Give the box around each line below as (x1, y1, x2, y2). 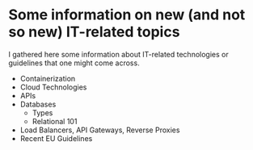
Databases (19, 99, 57, 109)
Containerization (19, 73, 76, 83)
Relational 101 (32, 116, 78, 126)
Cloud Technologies (19, 82, 87, 92)
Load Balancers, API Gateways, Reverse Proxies (19, 125, 180, 135)
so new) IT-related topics (8, 23, 180, 41)
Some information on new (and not (8, 6, 246, 24)
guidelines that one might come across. (8, 58, 140, 68)
